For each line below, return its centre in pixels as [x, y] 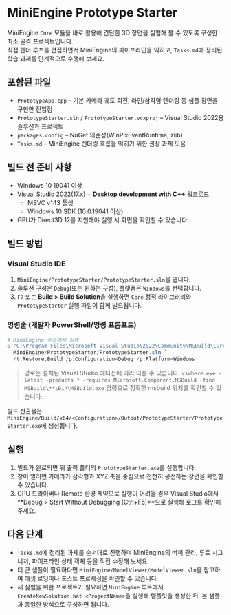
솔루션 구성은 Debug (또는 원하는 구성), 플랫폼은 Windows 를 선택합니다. [109, 289]
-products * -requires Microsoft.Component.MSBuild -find [130, 380]
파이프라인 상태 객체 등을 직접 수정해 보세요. [90, 561]
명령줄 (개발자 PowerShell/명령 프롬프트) [72, 325]
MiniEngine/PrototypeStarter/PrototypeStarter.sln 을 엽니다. [104, 280]
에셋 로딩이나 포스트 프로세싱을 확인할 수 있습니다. [91, 578]
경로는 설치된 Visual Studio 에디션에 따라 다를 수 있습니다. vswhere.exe [120, 373]
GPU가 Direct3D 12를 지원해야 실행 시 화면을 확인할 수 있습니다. [103, 219]
